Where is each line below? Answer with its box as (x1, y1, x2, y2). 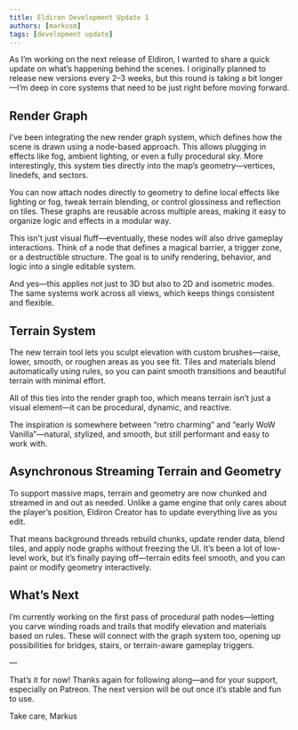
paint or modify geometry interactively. (9, 562, 152, 572)
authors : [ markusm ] (9, 21, 82, 30)
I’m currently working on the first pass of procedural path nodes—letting (9, 611, 275, 622)
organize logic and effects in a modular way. (9, 216, 172, 226)
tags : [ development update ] (9, 29, 114, 38)
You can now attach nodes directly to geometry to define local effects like (9, 187, 280, 198)
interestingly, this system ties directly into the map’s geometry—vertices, (9, 160, 276, 171)
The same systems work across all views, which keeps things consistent (9, 288, 275, 299)
